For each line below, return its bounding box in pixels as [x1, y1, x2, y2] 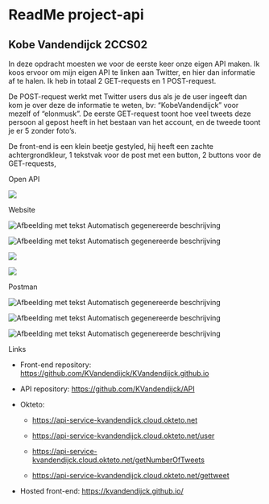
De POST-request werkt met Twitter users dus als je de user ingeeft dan [8, 92, 247, 101]
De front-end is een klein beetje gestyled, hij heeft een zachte [8, 142, 213, 151]
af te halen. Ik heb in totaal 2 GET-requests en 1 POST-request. [8, 76, 217, 85]
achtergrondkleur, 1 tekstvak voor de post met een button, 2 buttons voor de [8, 151, 262, 159]
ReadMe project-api [8, 6, 144, 24]
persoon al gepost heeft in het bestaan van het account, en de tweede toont [8, 118, 261, 126]
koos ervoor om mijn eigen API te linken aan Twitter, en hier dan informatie [8, 68, 255, 77]
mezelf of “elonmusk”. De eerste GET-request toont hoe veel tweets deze [8, 109, 251, 118]
